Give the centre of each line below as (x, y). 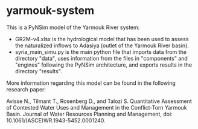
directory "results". (38, 71)
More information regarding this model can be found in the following (91, 83)
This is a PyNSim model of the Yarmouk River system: (73, 27)
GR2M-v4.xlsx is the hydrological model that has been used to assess (102, 39)
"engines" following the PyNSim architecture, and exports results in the (103, 65)
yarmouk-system (50, 11)
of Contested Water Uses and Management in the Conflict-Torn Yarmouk (97, 107)
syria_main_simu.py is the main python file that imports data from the (101, 51)
